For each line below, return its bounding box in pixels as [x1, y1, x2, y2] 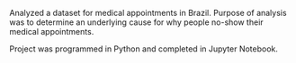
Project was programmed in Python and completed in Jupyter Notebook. [9, 43, 279, 54]
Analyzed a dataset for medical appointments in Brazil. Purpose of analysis [9, 8, 287, 18]
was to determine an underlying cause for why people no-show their [9, 17, 264, 28]
